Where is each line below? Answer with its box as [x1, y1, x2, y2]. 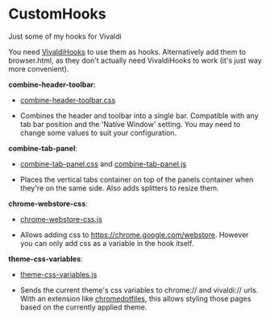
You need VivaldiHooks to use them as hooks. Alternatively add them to [8, 47, 246, 56]
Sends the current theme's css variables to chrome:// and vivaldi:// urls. [19, 285, 259, 294]
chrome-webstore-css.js [19, 214, 102, 224]
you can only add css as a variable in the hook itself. [19, 238, 194, 248]
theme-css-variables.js [19, 269, 98, 279]
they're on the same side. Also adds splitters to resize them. [19, 183, 219, 193]
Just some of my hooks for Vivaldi [8, 31, 123, 41]
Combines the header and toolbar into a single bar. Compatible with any [19, 110, 260, 121]
